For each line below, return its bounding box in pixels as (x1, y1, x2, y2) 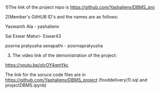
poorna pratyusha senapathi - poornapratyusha (5, 43, 103, 49)
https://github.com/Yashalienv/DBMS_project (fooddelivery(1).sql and (5, 77, 148, 83)
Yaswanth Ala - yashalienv (5, 23, 60, 29)
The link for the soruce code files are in (5, 72, 86, 78)
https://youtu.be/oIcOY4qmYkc (5, 62, 69, 68)
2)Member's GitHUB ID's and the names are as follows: (5, 14, 119, 19)
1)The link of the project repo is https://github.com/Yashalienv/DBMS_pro (5, 4, 155, 10)
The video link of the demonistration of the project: (12, 52, 117, 58)
